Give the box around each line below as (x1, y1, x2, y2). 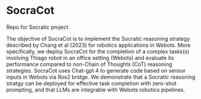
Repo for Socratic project (6, 23, 69, 31)
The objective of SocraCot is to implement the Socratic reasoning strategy (6, 35, 191, 42)
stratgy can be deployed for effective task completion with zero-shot (6, 79, 177, 87)
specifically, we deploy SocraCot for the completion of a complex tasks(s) (6, 47, 190, 55)
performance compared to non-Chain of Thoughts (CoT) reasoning (6, 61, 173, 68)
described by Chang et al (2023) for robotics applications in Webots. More (6, 41, 191, 49)
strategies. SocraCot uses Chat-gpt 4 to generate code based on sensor (6, 67, 186, 74)
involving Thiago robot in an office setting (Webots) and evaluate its (6, 54, 175, 61)
